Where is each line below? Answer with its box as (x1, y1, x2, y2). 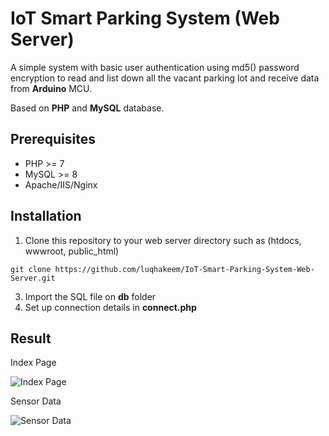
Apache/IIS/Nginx (24, 178, 98, 191)
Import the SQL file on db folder (24, 290, 157, 302)
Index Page (10, 357, 57, 369)
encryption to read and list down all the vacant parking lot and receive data (10, 72, 320, 84)
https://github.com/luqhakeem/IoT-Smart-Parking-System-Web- (54, 264, 315, 274)
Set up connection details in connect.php (24, 301, 197, 313)
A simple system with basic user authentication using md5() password (10, 61, 300, 73)
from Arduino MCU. (10, 82, 93, 94)
